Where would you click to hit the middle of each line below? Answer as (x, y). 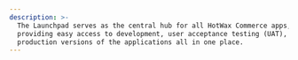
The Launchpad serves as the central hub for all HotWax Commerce (142, 26)
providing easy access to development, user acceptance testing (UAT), (153, 34)
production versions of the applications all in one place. (130, 42)
